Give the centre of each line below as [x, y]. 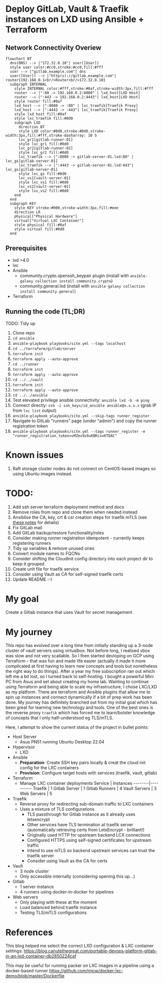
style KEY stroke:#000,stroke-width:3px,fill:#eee [66, 208]
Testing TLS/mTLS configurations [53, 913]
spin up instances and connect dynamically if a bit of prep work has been [79, 697]
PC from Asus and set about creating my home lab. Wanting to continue [77, 682]
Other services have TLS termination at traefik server [80, 825]
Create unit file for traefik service [46, 569]
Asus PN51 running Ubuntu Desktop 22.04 [62, 742]
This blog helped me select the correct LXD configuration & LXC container [80, 946]
